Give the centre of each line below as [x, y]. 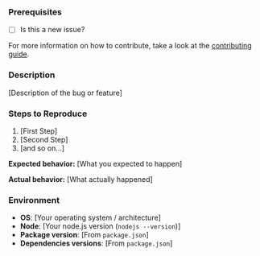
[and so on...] [42, 148]
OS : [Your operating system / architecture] [90, 218]
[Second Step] [44, 139]
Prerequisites [35, 12]
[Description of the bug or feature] [66, 93]
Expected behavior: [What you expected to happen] [95, 163]
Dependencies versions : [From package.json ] [96, 243]
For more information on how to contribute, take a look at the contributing [130, 46]
